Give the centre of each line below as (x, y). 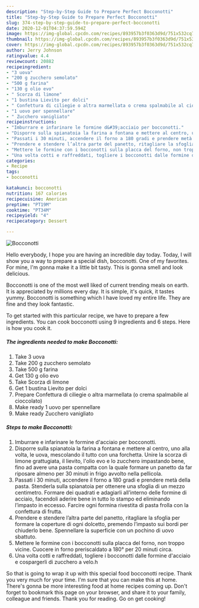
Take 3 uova (30, 356)
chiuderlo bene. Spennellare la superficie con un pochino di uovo (94, 530)
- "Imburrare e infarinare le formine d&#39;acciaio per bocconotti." (95, 128)
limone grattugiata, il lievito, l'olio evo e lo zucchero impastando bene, (100, 461)
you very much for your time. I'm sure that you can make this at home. (92, 579)
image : (14, 34)
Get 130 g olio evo (37, 375)
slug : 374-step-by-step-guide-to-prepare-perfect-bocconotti (83, 23)
